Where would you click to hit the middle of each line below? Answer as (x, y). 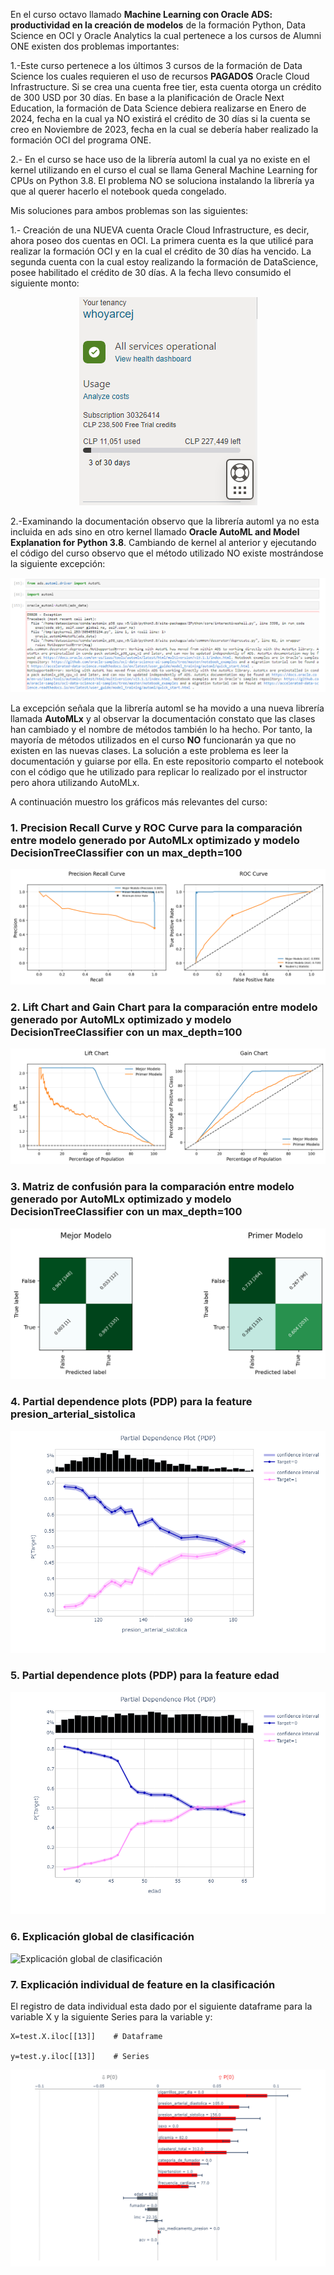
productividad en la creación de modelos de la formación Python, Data (158, 25)
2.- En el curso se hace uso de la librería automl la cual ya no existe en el (160, 159)
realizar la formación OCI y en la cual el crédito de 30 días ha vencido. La (161, 251)
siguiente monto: (45, 283)
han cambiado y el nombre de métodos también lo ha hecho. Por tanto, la (161, 729)
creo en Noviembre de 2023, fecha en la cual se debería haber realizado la (164, 129)
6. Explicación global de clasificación (102, 1937)
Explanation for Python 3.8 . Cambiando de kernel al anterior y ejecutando (163, 542)
